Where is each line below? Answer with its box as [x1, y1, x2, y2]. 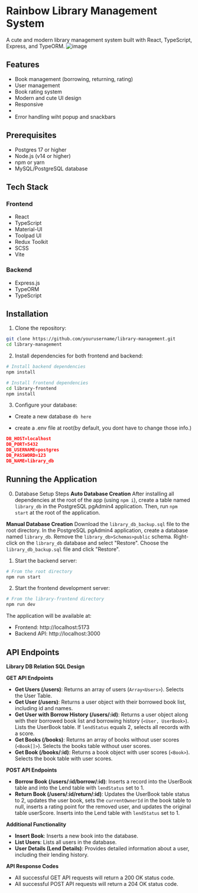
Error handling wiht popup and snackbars [14, 113, 116, 120]
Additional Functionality [6, 821, 67, 828]
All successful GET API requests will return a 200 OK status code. [14, 874, 175, 881]
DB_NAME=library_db [6, 457, 54, 464]
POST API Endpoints [6, 766, 57, 773]
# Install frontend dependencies [6, 380, 89, 386]
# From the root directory [6, 568, 73, 575]
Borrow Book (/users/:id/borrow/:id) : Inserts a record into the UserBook [14, 778, 192, 785]
